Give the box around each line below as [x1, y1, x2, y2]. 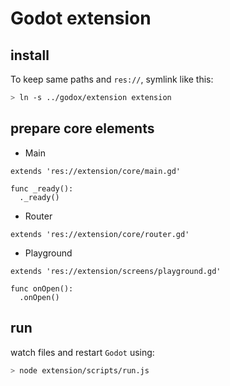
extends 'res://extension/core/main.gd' [10, 166, 182, 176]
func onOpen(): [10, 283, 74, 294]
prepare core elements [10, 120, 155, 137]
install [10, 47, 50, 64]
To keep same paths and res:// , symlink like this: [10, 73, 214, 85]
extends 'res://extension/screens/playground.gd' [10, 266, 222, 276]
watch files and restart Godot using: [10, 346, 155, 358]
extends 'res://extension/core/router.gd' [10, 229, 190, 239]
